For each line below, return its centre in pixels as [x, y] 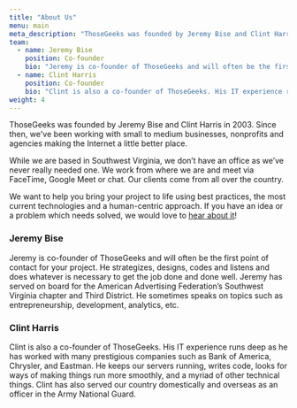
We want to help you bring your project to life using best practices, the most [148, 196]
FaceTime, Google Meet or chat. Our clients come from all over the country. [147, 180]
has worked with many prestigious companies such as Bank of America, [141, 356]
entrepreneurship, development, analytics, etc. [94, 304]
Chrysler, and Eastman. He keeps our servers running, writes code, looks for [148, 366]
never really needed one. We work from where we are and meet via [132, 170]
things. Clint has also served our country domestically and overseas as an [144, 384]
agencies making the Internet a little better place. [99, 143]
